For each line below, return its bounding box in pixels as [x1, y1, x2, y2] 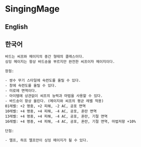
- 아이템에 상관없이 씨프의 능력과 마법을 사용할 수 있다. [5, 93, 103, 99]
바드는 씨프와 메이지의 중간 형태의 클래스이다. [5, 54, 85, 59]
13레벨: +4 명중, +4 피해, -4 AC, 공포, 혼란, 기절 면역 [5, 114, 108, 119]
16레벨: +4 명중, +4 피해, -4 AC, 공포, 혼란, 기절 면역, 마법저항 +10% [5, 119, 136, 124]
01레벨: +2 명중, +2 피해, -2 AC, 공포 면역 [5, 104, 86, 109]
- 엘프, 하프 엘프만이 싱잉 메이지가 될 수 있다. [5, 138, 88, 143]
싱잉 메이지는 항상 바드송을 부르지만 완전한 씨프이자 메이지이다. [5, 59, 115, 64]
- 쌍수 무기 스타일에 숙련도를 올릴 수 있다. [5, 78, 81, 83]
